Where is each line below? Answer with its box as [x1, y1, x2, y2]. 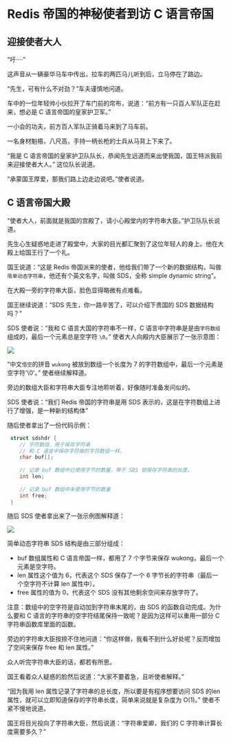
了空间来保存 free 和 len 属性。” [7, 644, 94, 652]
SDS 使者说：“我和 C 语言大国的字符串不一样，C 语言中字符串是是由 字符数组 [7, 324, 221, 332]
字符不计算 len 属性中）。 [29, 580, 99, 588]
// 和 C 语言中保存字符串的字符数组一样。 [19, 448, 125, 455]
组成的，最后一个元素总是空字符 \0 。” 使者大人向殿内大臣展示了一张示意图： [7, 332, 221, 340]
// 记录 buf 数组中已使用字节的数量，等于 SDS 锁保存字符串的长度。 [19, 467, 192, 474]
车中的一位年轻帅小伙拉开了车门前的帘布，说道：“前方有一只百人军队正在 [7, 99, 215, 107]
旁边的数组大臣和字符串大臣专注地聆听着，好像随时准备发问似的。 [7, 383, 194, 391]
